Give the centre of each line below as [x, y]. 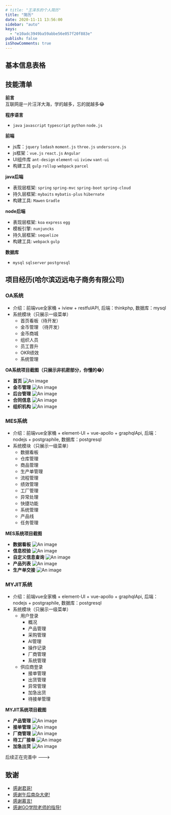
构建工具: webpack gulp [36, 241]
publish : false [21, 39]
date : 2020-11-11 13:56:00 [34, 19]
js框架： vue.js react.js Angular [46, 153]
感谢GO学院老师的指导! [37, 807]
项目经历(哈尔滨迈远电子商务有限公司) [65, 280]
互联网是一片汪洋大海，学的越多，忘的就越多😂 [55, 104]
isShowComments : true [28, 44]
